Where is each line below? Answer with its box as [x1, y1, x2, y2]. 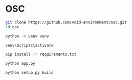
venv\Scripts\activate [5, 43, 54, 48]
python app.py [5, 61, 36, 66]
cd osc [5, 24, 19, 29]
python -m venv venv [5, 33, 50, 38]
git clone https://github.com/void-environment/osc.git [5, 20, 127, 25]
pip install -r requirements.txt [5, 52, 77, 57]
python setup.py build [5, 70, 54, 75]
